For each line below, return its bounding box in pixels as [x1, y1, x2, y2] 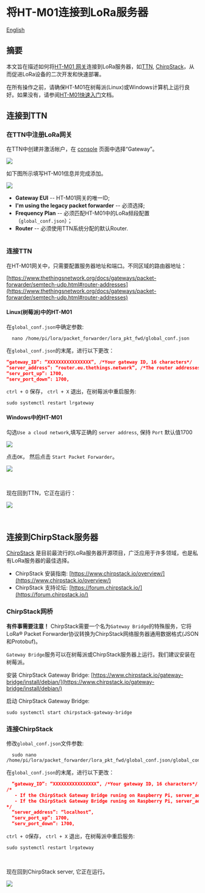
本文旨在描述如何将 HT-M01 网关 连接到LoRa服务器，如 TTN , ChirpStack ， [6, 62, 189, 70]
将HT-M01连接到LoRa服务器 [6, 5, 148, 20]
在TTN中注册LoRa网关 [6, 131, 72, 139]
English [6, 26, 25, 34]
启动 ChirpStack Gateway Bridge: [6, 697, 90, 704]
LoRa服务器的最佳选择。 [11, 557, 73, 564]
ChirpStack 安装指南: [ [15, 570, 71, 577]
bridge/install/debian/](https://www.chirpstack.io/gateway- [6, 678, 154, 685]
